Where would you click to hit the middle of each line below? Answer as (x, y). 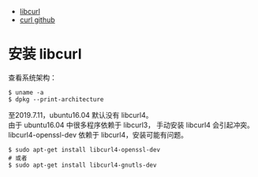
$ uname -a (26, 92)
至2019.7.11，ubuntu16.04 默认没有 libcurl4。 (80, 115)
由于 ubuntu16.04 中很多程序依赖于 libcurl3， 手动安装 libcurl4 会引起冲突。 (131, 125)
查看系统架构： (32, 77)
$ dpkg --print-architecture (56, 99)
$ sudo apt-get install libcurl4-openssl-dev (84, 149)
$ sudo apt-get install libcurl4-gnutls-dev (82, 165)
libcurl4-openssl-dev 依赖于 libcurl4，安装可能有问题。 (98, 134)
